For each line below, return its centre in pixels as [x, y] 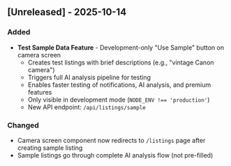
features [40, 92]
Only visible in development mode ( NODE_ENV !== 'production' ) [119, 99]
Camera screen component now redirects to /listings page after [111, 140]
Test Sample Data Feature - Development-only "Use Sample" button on [121, 47]
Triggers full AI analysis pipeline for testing [89, 77]
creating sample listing [50, 148]
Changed [23, 125]
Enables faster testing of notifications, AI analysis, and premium [119, 85]
